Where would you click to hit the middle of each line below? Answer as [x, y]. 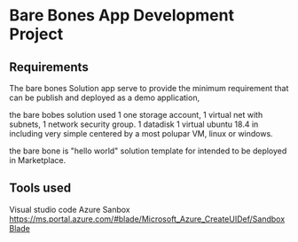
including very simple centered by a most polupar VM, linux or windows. [141, 133]
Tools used [40, 188]
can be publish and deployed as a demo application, [105, 98]
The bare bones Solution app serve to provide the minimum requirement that [149, 88]
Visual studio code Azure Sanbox [70, 209]
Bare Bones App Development [122, 16]
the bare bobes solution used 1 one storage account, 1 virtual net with [136, 115]
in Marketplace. [38, 160]
